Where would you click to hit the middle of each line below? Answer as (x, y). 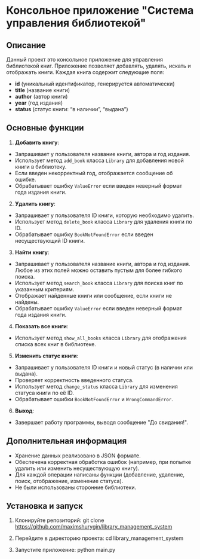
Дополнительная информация (67, 441)
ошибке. (25, 179)
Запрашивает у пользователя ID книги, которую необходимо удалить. (104, 215)
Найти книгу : (32, 252)
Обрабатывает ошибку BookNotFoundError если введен (84, 234)
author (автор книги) (41, 97)
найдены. (27, 302)
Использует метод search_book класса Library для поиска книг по (99, 283)
